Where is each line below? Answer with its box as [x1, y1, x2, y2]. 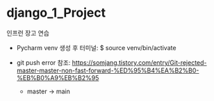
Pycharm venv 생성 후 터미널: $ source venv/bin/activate [16, 43, 176, 52]
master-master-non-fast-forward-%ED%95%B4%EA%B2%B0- [16, 66, 199, 75]
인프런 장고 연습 [6, 29, 50, 37]
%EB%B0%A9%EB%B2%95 [16, 73, 99, 81]
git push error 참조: [16, 58, 71, 67]
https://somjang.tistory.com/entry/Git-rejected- [72, 58, 207, 67]
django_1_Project [6, 5, 106, 21]
